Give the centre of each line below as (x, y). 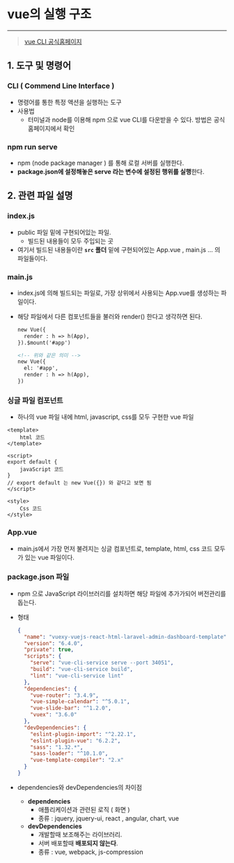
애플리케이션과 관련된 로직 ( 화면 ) (84, 809)
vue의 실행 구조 (49, 14)
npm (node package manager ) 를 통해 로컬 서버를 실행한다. (101, 163)
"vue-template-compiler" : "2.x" (77, 760)
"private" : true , (49, 650)
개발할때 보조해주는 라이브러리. (80, 834)
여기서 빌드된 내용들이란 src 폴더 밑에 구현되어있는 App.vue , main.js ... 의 (119, 249)
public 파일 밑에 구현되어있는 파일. (64, 232)
